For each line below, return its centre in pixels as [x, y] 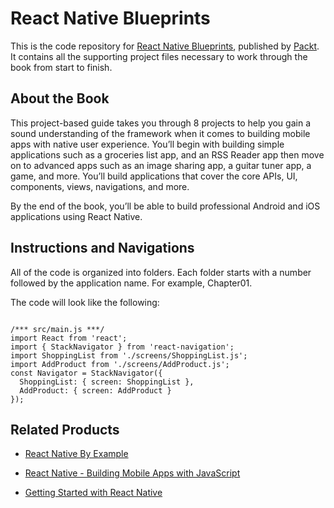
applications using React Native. [76, 216]
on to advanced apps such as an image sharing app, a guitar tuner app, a [161, 165]
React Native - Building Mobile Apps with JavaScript [132, 473]
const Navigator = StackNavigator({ [86, 373]
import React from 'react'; [69, 338]
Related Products [65, 429]
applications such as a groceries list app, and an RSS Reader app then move [167, 154]
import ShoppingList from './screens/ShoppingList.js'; [129, 355]
